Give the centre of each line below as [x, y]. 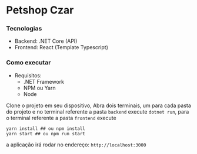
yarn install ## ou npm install [46, 129]
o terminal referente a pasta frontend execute [61, 118]
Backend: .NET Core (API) [46, 41]
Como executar [29, 63]
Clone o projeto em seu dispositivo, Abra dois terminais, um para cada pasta [98, 105]
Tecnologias [24, 29]
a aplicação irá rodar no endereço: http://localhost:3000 [76, 145]
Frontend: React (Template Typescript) [61, 47]
